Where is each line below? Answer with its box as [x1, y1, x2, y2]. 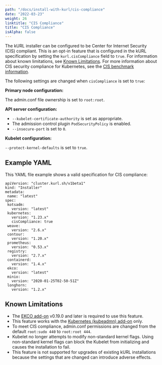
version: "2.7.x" [11, 253, 47, 258]
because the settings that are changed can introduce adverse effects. [12, 354, 152, 360]
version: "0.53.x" [11, 244, 49, 250]
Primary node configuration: [5, 88, 64, 93]
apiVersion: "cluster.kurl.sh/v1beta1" [5, 181, 86, 186]
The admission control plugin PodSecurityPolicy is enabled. [12, 121, 131, 127]
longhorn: [7, 283, 27, 287]
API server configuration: [5, 106, 57, 112]
